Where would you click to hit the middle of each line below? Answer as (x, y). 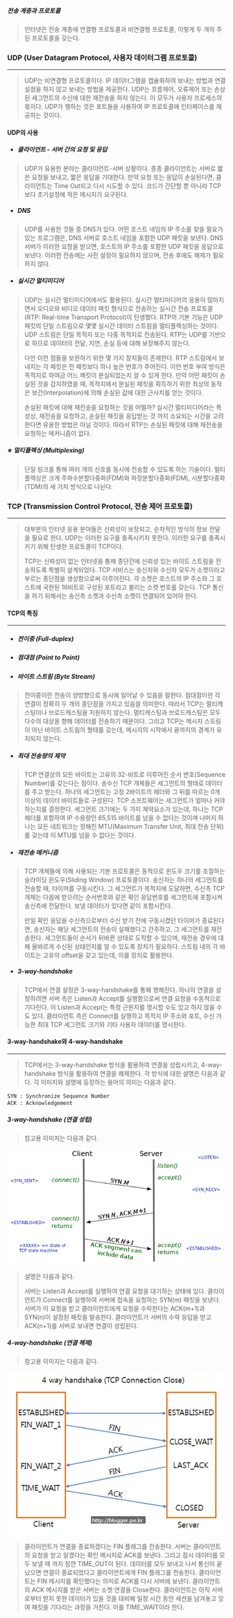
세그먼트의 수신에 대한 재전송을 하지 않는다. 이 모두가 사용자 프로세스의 (127, 98)
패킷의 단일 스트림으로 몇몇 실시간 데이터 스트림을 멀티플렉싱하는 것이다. (121, 325)
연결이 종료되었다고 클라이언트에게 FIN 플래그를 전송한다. (120, 1572)
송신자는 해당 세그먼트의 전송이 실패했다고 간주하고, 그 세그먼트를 (121, 929)
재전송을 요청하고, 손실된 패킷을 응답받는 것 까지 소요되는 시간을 (125, 415)
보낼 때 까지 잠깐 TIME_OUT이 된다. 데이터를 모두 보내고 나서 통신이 (123, 1563)
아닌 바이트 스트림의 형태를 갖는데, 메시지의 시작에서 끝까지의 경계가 (123, 730)
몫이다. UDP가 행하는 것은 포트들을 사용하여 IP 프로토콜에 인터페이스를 (119, 107)
